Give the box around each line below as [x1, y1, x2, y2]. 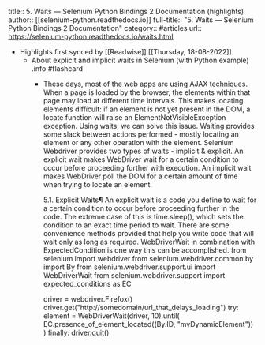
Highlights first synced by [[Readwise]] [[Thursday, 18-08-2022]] [19, 47, 232, 56]
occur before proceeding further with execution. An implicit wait [43, 163, 252, 172]
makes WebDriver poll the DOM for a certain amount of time [43, 171, 238, 181]
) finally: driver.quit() [43, 328, 110, 337]
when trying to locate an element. [43, 180, 152, 189]
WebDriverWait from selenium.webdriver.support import [43, 271, 226, 279]
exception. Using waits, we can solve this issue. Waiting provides [43, 122, 255, 130]
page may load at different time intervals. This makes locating [43, 96, 244, 105]
